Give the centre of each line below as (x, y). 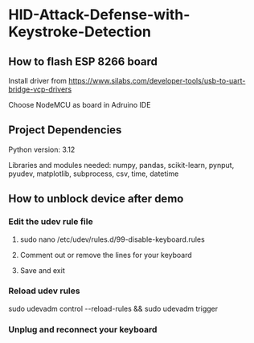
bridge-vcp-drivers (40, 89)
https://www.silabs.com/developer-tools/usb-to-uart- (157, 81)
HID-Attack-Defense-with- (99, 15)
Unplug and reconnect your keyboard (83, 329)
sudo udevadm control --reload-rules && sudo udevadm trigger (113, 308)
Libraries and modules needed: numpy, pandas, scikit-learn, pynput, (121, 165)
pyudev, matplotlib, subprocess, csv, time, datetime (94, 174)
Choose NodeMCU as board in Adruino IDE (80, 105)
